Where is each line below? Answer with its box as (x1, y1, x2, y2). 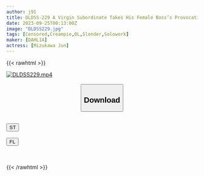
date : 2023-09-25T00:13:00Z (6, 20, 78, 26)
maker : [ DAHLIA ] (6, 37, 47, 43)
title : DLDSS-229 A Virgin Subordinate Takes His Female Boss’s (6, 15, 172, 21)
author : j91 (6, 8, 36, 15)
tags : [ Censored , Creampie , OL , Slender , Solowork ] (6, 31, 129, 37)
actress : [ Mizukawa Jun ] (6, 43, 69, 49)
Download (84, 95, 120, 105)
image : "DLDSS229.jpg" (6, 25, 64, 32)
